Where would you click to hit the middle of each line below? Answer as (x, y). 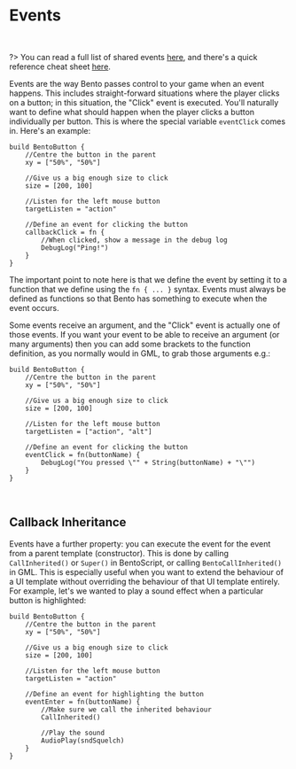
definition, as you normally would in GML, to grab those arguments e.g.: (140, 353)
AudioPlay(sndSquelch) (83, 741)
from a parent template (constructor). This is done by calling (119, 553)
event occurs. (34, 307)
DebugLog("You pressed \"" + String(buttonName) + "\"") (148, 462)
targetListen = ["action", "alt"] (89, 431)
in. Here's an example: (50, 130)
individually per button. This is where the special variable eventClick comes (148, 121)
